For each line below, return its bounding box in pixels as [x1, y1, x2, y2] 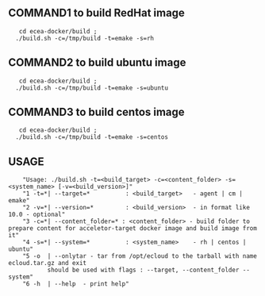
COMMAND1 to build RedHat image [8, 6, 185, 20]
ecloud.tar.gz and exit [8, 259, 87, 267]
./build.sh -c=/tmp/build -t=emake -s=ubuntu [15, 83, 169, 92]
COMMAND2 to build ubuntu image [8, 56, 186, 70]
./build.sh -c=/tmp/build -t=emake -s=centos [15, 133, 169, 141]
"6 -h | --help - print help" [22, 280, 129, 288]
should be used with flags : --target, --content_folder [47, 266, 240, 275]
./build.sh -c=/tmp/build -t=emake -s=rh [15, 34, 155, 42]
